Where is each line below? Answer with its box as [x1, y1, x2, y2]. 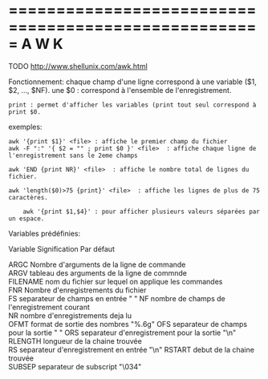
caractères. [8, 193, 48, 201]
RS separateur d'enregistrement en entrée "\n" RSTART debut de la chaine [8, 345, 255, 354]
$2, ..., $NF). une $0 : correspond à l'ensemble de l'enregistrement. [8, 85, 232, 95]
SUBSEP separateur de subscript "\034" [8, 361, 142, 371]
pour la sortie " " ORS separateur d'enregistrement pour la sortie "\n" [8, 328, 237, 337]
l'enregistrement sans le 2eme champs [8, 151, 138, 159]
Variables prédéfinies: [8, 228, 81, 238]
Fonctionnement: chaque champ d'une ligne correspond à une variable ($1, [8, 77, 257, 87]
